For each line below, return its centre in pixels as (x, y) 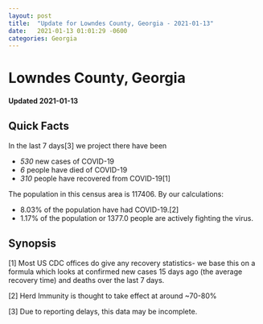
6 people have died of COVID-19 (74, 169)
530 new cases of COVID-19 (67, 161)
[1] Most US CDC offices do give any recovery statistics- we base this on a (132, 263)
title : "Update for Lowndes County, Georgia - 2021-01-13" (111, 23)
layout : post (30, 16)
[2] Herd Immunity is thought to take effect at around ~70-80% (113, 296)
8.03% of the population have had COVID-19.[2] (99, 210)
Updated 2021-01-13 (43, 101)
